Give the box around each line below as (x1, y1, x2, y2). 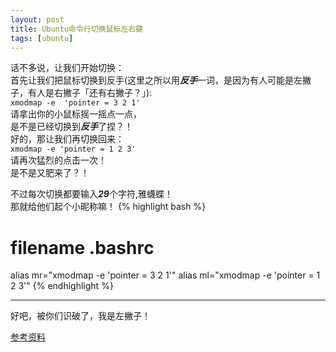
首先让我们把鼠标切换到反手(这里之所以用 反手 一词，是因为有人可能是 (10, 74, 295, 86)
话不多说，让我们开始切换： (10, 62, 125, 74)
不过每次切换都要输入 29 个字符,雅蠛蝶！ (10, 188, 173, 200)
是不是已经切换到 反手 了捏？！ (10, 121, 133, 133)
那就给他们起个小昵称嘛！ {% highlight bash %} (10, 201, 207, 213)
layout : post (10, 14, 65, 25)
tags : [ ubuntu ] (10, 33, 74, 43)
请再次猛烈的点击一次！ (10, 154, 107, 166)
